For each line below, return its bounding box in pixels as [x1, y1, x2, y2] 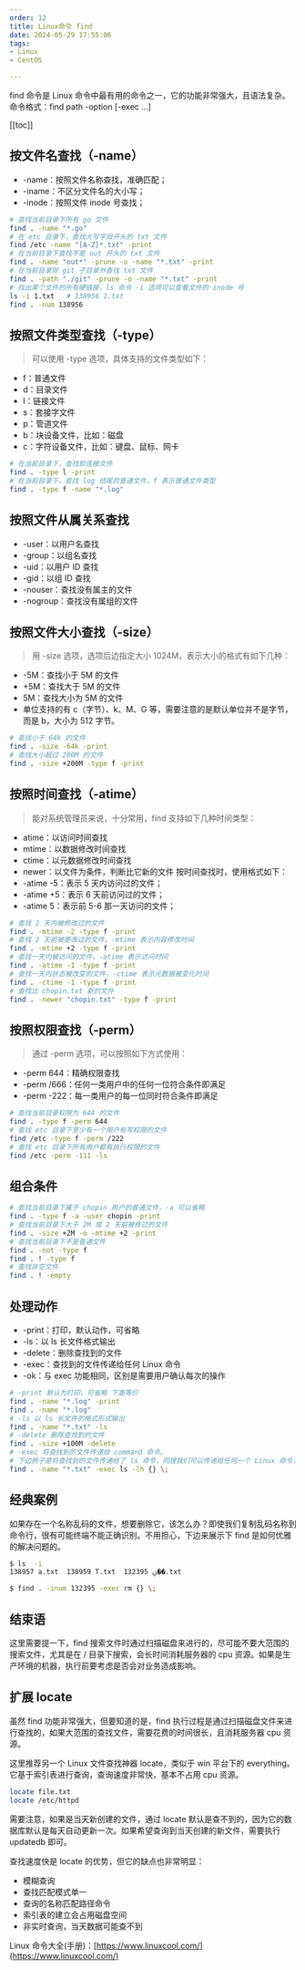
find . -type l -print [9, 468, 96, 477]
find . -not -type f [9, 1246, 88, 1255]
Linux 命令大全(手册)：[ [9, 1940, 97, 1951]
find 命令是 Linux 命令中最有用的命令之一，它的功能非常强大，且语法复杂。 [9, 90, 290, 100]
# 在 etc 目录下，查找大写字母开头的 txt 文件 [9, 232, 168, 242]
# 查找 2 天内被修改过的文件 [9, 918, 105, 928]
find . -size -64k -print [9, 742, 107, 752]
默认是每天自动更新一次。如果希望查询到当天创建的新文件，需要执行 [25, 1825, 280, 1836]
